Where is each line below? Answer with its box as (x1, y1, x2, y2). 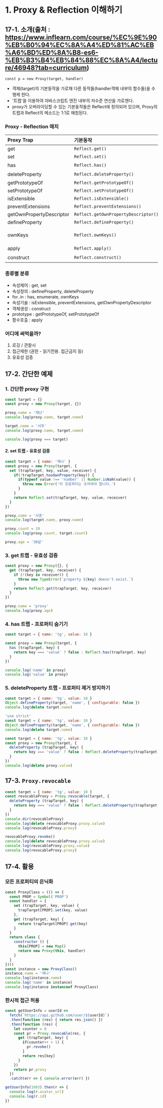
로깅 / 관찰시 (12, 342, 36, 348)
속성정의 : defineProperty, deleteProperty (12, 288, 94, 294)
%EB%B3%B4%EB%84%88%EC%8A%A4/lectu (5, 56, 158, 64)
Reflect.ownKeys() (74, 232, 116, 238)
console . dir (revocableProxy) (5, 816, 64, 821)
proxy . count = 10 (5, 526, 40, 531)
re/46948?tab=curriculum (5, 64, 87, 72)
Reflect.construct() (74, 255, 122, 260)
